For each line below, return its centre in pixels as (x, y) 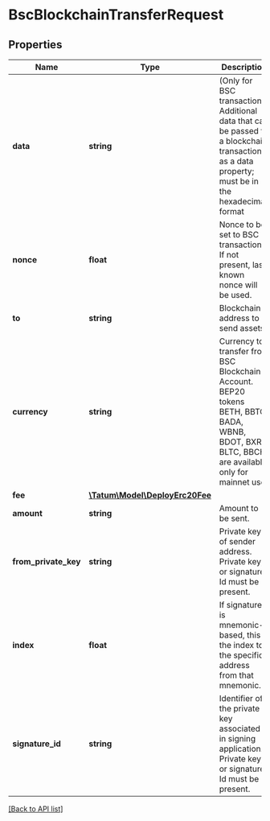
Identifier (236, 698)
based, (232, 635)
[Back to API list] (36, 809)
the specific (241, 655)
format (232, 211)
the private (239, 708)
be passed (239, 131)
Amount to (239, 508)
